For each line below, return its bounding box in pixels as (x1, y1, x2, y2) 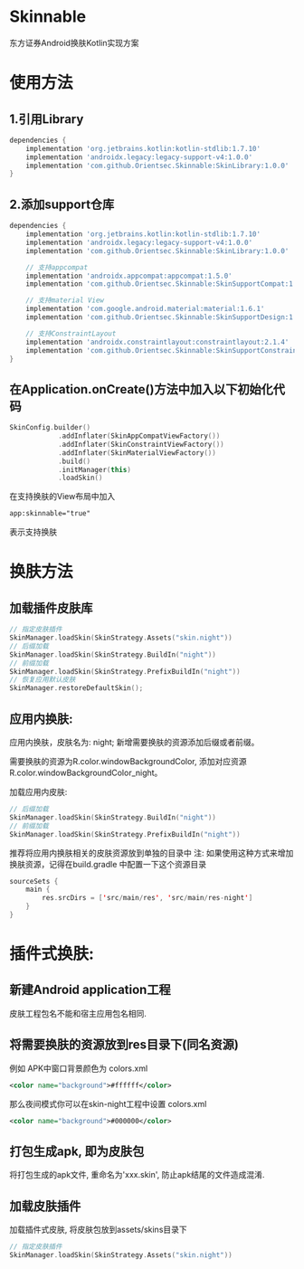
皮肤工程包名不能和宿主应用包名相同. (9, 1008, 147, 1018)
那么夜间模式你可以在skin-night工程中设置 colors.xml (9, 1098, 207, 1109)
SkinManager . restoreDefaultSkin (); (9, 684, 144, 693)
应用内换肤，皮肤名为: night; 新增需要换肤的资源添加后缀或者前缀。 (9, 737, 260, 747)
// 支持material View (25, 296, 104, 305)
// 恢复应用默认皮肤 (9, 676, 76, 685)
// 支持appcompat (25, 262, 89, 272)
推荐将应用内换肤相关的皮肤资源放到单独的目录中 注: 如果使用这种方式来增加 (9, 848, 294, 858)
